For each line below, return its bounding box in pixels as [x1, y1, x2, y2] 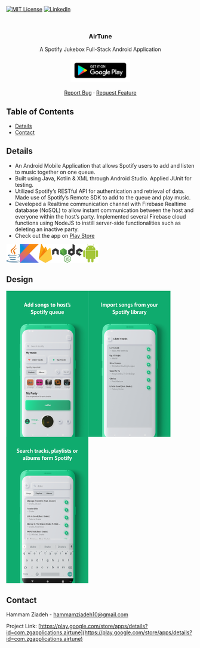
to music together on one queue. [14, 168, 96, 175]
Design [6, 274, 33, 284]
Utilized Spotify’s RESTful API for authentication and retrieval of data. [14, 187, 185, 195]
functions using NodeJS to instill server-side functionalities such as [14, 219, 181, 226]
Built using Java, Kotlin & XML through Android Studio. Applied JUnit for [14, 174, 192, 182]
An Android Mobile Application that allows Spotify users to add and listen [14, 162, 195, 169]
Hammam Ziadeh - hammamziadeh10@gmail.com [6, 611, 128, 618]
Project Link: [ [6, 623, 41, 630]
